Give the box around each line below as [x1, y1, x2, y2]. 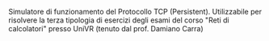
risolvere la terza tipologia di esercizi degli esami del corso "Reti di [8, 15, 229, 25]
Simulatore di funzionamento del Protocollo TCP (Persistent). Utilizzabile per [8, 7, 263, 16]
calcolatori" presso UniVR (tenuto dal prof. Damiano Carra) [8, 24, 204, 33]
